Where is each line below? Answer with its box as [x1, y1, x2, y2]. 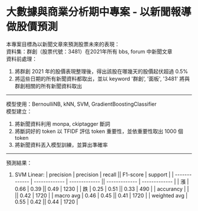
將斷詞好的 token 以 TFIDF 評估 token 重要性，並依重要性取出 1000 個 [14, 128, 184, 135]
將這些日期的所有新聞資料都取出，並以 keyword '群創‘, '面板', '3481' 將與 [14, 75, 190, 82]
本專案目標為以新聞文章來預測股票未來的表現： [6, 41, 120, 48]
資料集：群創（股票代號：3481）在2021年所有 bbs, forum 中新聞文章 [6, 48, 173, 55]
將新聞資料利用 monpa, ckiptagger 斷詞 [14, 120, 110, 127]
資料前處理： [6, 55, 37, 62]
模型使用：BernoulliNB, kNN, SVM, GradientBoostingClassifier [6, 101, 157, 108]
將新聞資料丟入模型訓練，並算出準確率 [14, 141, 108, 148]
